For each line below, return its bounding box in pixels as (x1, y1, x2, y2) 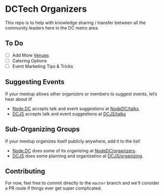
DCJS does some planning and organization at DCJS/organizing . (12, 153, 144, 159)
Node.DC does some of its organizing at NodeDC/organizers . (12, 147, 136, 153)
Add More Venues (12, 52, 49, 58)
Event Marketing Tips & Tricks (12, 63, 73, 69)
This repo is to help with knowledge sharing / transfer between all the (5, 20, 146, 26)
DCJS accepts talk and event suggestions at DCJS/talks (12, 111, 127, 116)
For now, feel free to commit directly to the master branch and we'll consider (5, 180, 160, 186)
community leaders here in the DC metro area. (5, 25, 99, 30)
